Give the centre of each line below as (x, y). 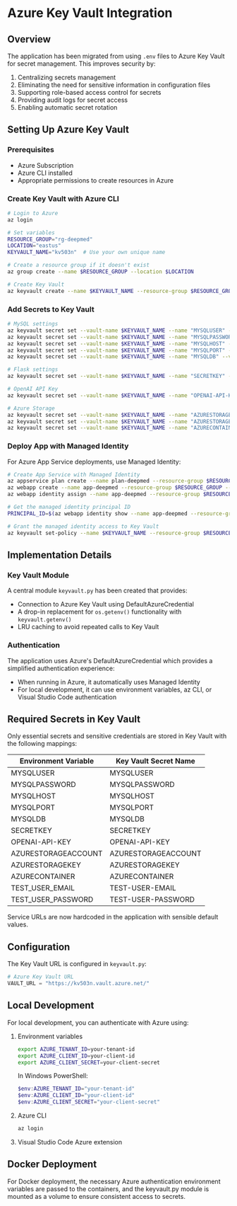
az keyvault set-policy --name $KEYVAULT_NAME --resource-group (104, 533)
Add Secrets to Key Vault (51, 309)
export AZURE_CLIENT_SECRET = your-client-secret (89, 1062)
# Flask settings (33, 369)
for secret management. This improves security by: (81, 64)
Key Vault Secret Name (155, 761)
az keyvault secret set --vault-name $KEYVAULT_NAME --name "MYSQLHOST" (116, 344)
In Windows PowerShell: (53, 1076)
